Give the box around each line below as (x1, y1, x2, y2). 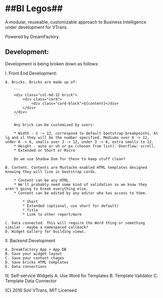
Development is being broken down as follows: (5, 60, 99, 66)
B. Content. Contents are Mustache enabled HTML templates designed (5, 165, 147, 170)
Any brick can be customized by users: (14, 122, 95, 127)
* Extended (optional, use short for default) (22, 203, 119, 208)
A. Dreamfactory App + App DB (5, 247, 67, 252)
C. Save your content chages (5, 256, 64, 260)
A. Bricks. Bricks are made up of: (5, 79, 78, 84)
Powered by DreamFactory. (5, 34, 60, 40)
